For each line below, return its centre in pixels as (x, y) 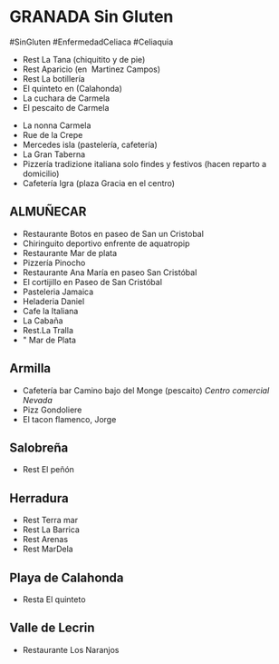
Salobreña (39, 447)
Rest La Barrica (51, 530)
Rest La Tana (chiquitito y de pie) (84, 59)
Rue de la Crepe (53, 134)
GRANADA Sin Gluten (91, 17)
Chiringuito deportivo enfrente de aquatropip (106, 243)
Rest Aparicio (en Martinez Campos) (91, 69)
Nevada (37, 400)
